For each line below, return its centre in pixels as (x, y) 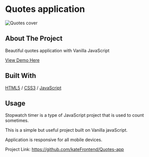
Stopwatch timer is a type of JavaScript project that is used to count (74, 115)
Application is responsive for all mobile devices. (54, 140)
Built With (21, 76)
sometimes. (17, 121)
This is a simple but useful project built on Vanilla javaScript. (66, 130)
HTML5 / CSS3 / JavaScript (33, 87)
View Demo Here (22, 60)
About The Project (34, 39)
